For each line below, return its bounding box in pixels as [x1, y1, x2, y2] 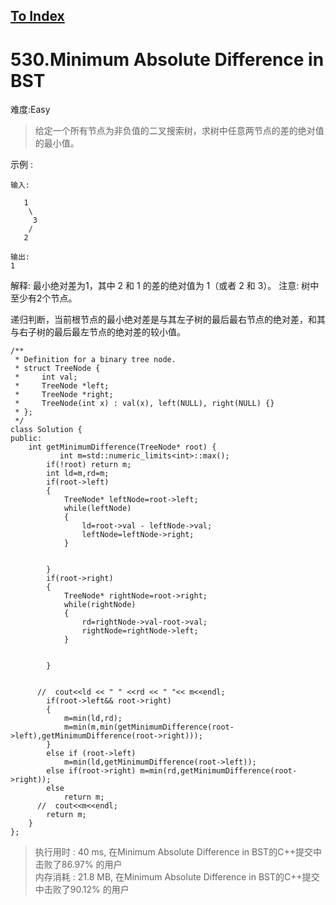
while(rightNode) [63, 600, 137, 610]
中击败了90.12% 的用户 [34, 884, 130, 896]
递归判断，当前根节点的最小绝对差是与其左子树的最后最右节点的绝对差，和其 [10, 314, 326, 326]
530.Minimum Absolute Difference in [10, 48, 325, 71]
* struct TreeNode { [14, 364, 101, 374]
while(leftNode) [63, 504, 132, 514]
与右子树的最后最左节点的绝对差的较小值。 [10, 326, 186, 338]
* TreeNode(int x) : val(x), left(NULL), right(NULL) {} [14, 399, 275, 409]
